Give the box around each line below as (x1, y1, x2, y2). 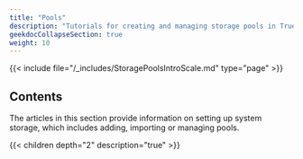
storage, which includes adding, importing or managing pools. (9, 122, 240, 133)
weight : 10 (9, 38, 50, 48)
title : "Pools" (9, 13, 67, 22)
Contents (9, 89, 63, 104)
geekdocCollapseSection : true (9, 30, 124, 39)
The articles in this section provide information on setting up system (9, 113, 262, 124)
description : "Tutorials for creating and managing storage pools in (9, 22, 277, 31)
